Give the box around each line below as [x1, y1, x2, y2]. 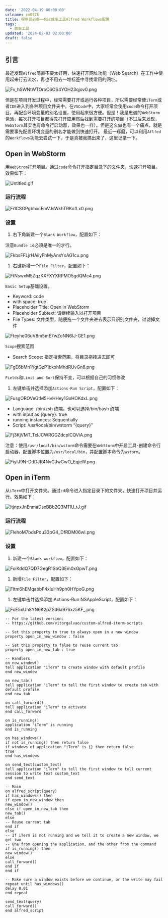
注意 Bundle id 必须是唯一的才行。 [5, 242, 74, 248]
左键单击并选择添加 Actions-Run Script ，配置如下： [12, 385, 120, 392]
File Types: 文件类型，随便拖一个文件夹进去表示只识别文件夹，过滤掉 [12, 316, 156, 322]
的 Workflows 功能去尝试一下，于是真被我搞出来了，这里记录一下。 [5, 134, 140, 140]
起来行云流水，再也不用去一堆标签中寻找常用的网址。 [9, 76, 120, 82]
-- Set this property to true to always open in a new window [5, 630, 138, 635]
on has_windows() [5, 736, 42, 741]
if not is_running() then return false [5, 740, 89, 745]
